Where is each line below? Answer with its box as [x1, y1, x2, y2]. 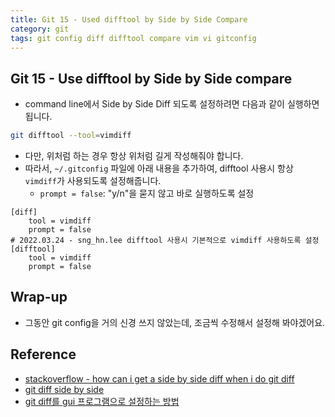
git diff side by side [24, 383, 105, 395]
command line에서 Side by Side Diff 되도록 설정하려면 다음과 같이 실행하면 [24, 98, 320, 110]
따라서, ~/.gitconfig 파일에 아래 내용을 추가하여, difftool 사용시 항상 [24, 162, 294, 175]
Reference [10, 346, 77, 363]
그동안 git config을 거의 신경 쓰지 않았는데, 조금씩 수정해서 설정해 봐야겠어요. [24, 316, 326, 328]
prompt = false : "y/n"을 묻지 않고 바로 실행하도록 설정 [39, 187, 255, 200]
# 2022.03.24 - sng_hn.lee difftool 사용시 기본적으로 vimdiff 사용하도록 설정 [10, 236, 320, 246]
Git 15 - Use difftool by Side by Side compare [10, 70, 293, 87]
